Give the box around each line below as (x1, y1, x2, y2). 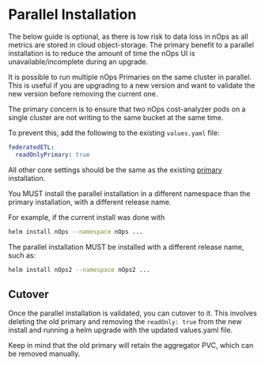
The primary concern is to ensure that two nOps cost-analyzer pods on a (8, 104, 246, 114)
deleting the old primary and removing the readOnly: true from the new (8, 317, 242, 326)
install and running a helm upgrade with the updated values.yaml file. (8, 326, 233, 335)
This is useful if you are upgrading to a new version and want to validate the (8, 81, 256, 90)
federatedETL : (8, 143, 55, 151)
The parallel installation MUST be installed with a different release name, (8, 242, 244, 251)
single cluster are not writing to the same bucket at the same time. (8, 112, 224, 122)
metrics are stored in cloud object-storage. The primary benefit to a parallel (8, 40, 255, 49)
